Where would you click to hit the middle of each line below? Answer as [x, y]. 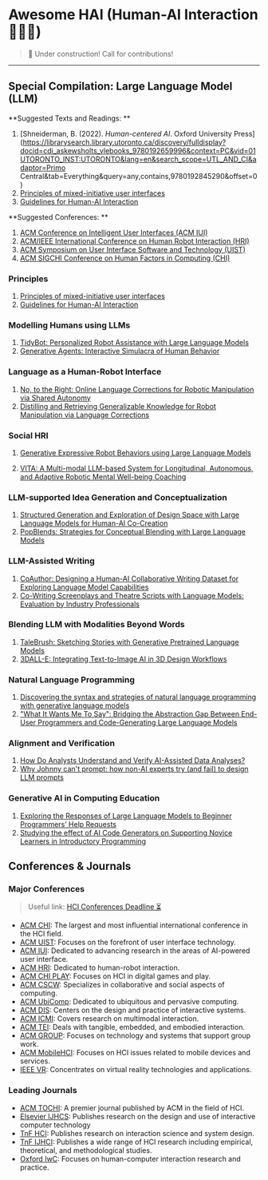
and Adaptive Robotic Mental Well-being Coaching [103, 476]
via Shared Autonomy [55, 398]
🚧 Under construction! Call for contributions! [100, 54]
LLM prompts [41, 777]
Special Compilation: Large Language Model [120, 87]
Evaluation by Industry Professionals [80, 604]
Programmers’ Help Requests [68, 824]
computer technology [55, 1125]
